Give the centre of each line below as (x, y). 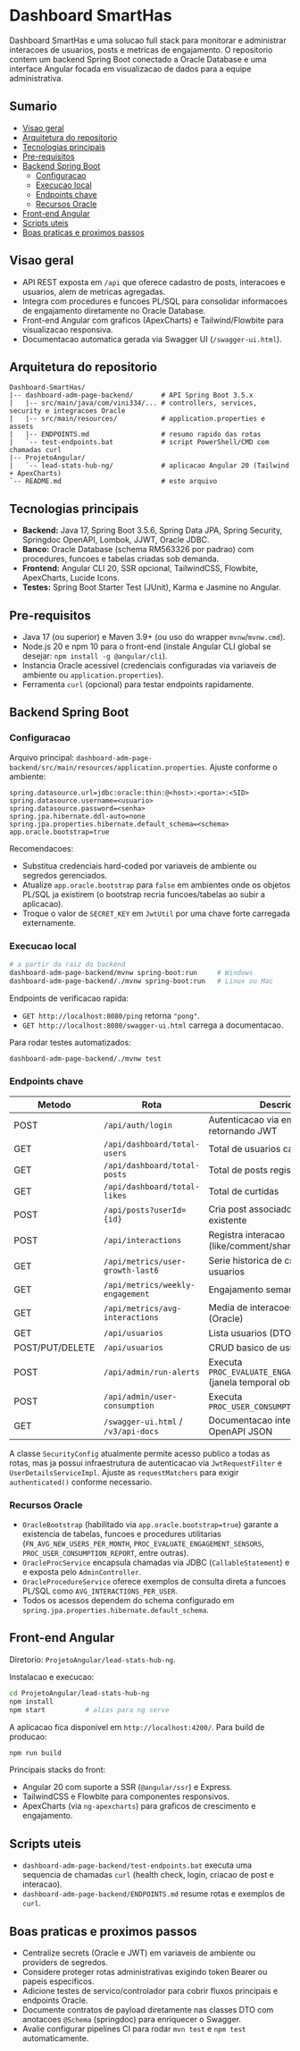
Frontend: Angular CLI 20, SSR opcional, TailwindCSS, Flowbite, (140, 568)
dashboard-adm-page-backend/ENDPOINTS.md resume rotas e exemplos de (154, 1894)
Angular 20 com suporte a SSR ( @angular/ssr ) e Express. (127, 1787)
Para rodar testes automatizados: (70, 1042)
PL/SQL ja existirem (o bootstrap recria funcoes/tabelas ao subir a (144, 894)
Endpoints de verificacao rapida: (69, 998)
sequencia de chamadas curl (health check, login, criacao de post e (148, 1875)
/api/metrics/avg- (143, 1308)
